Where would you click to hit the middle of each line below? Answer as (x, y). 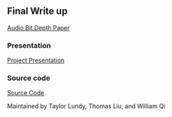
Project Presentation (36, 60)
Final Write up (37, 11)
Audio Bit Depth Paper (38, 27)
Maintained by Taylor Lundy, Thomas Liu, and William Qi (86, 106)
